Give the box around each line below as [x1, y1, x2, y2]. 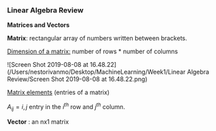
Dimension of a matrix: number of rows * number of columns [7, 47, 178, 56]
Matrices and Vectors [7, 21, 70, 29]
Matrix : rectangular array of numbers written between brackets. [7, 34, 188, 42]
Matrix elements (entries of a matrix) [7, 88, 110, 97]
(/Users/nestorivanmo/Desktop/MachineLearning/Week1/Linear [7, 68, 186, 76]
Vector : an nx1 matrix [7, 117, 70, 126]
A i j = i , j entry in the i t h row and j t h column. [7, 102, 125, 113]
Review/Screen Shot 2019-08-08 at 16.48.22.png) [7, 75, 148, 83]
